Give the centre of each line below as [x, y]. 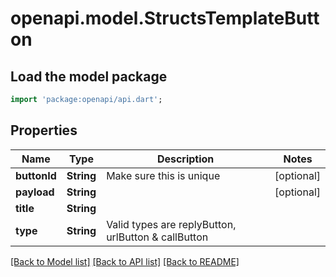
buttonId [36, 175]
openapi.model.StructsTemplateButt [165, 18]
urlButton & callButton [157, 237]
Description [185, 159]
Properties [44, 130]
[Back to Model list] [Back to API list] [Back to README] [125, 261]
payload [35, 192]
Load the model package [89, 76]
